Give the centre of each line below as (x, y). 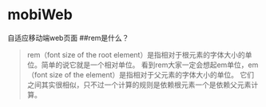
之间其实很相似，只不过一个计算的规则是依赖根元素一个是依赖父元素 (139, 85)
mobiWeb (40, 15)
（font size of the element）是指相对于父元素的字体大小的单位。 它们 (141, 74)
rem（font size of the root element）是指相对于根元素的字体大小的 (136, 54)
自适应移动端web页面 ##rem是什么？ (68, 38)
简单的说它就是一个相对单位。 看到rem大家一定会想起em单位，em (150, 65)
